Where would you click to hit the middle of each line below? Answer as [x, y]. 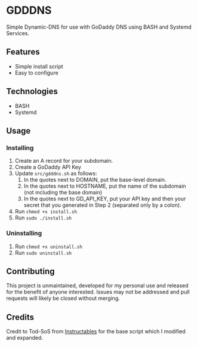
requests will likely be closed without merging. [63, 298]
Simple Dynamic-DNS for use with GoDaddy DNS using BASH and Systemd [99, 27]
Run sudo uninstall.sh [43, 252]
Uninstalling [24, 233]
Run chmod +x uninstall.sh [48, 246]
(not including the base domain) [63, 193]
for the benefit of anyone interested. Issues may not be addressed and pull [98, 292]
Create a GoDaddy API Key [48, 167]
